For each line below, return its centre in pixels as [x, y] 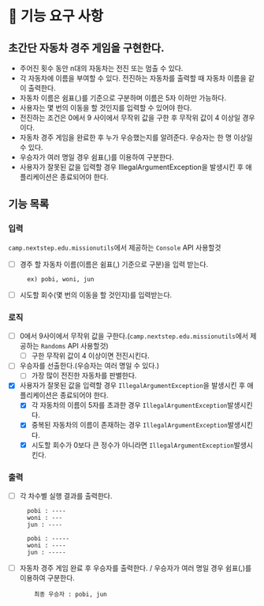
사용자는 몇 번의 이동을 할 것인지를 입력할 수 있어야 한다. [106, 108]
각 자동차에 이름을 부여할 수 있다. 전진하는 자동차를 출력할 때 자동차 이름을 [133, 78]
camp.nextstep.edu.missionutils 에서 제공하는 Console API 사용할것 [115, 247]
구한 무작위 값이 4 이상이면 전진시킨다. [90, 356]
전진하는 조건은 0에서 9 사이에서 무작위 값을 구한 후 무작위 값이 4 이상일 [130, 118]
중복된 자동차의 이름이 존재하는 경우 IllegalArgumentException [130, 425]
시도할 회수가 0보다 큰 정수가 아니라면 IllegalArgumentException [132, 445]
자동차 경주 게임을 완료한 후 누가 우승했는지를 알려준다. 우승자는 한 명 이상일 [136, 137]
